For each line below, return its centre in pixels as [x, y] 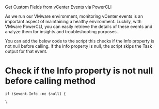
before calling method [50, 81]
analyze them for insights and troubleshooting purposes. [62, 32]
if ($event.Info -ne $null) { [36, 94]
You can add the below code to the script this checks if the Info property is [80, 41]
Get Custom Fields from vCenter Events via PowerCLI [58, 7]
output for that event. [26, 51]
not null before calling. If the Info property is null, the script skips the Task [79, 46]
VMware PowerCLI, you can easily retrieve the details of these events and [79, 27]
